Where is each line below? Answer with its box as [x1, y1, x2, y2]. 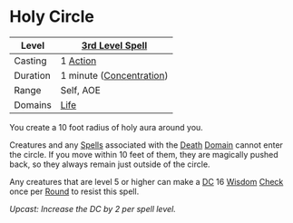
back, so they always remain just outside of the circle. [9, 159, 210, 170]
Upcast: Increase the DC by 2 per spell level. [9, 203, 177, 214]
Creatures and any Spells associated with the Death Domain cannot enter [9, 139, 284, 150]
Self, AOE [60, 83, 102, 96]
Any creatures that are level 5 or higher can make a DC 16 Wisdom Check [9, 176, 284, 187]
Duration [14, 69, 52, 82]
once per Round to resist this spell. [9, 186, 140, 197]
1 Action [60, 54, 97, 67]
